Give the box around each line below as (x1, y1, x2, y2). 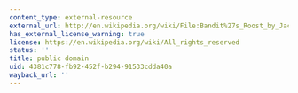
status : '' (9, 46, 50, 55)
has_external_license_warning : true (9, 29, 145, 38)
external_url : (9, 21, 62, 30)
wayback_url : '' (9, 71, 69, 80)
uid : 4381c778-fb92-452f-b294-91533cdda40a (9, 63, 173, 72)
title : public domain (9, 54, 90, 63)
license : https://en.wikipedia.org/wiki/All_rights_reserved (9, 37, 240, 47)
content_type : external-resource (9, 12, 133, 22)
